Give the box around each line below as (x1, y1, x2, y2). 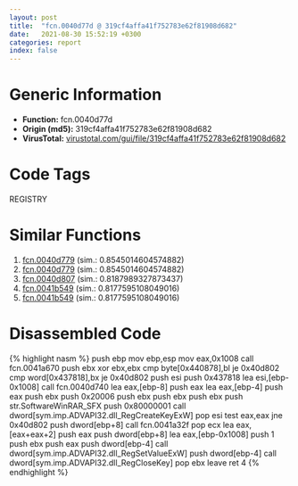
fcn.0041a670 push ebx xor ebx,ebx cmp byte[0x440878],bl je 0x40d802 (9, 362, 280, 373)
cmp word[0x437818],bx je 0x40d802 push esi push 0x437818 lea (9, 372, 254, 383)
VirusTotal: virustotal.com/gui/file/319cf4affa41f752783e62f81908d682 (21, 133, 286, 144)
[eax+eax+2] (9, 429, 56, 440)
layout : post (9, 12, 58, 22)
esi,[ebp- (255, 372, 290, 383)
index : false (9, 46, 58, 55)
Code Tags (9, 164, 91, 185)
